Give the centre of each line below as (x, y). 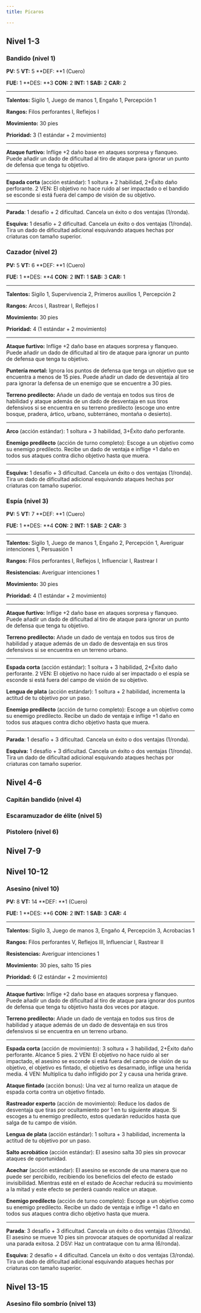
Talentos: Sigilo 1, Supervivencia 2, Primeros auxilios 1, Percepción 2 (91, 294)
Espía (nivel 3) (28, 501)
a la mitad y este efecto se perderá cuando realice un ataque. (82, 1190)
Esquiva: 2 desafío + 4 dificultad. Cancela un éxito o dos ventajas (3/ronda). (100, 1255)
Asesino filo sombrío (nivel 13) (51, 1304)
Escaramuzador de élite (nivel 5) (54, 816)
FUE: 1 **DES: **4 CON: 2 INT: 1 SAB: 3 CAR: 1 (66, 277)
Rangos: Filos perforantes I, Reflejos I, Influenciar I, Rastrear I (82, 560)
